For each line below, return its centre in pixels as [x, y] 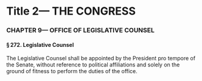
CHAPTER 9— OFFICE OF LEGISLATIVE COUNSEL [81, 30]
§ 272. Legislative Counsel [40, 44]
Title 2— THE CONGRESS [71, 11]
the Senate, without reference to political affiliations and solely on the [93, 65]
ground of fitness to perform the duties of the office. [72, 71]
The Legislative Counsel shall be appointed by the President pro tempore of [101, 58]
